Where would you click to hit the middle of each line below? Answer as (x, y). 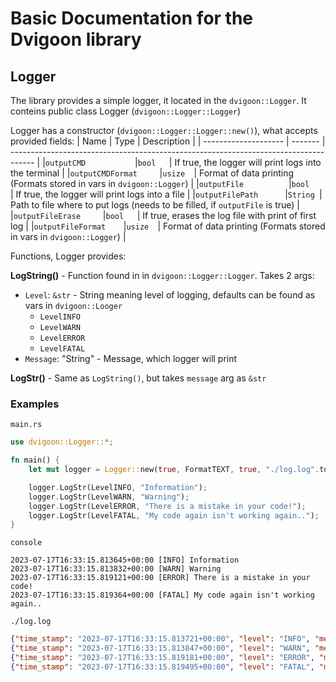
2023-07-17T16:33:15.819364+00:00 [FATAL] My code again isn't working (162, 595)
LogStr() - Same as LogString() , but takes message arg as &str (138, 378)
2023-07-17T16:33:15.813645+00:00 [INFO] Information (125, 560)
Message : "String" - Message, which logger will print (131, 358)
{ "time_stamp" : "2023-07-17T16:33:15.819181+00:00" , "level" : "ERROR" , (162, 658)
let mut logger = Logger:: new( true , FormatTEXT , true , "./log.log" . (174, 470)
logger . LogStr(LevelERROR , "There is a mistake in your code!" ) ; (167, 506)
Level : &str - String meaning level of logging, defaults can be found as (170, 295)
